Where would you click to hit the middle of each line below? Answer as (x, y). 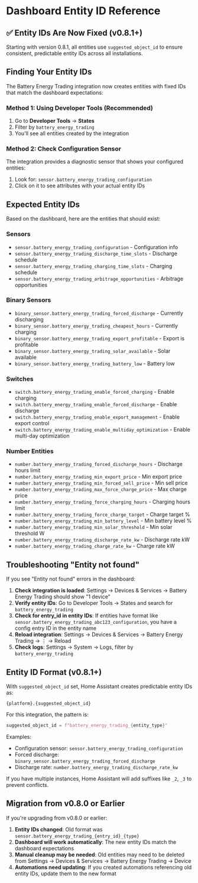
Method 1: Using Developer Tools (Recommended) (80, 108)
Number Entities (30, 451)
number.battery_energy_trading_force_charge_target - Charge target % (102, 515)
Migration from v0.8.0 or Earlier (66, 804)
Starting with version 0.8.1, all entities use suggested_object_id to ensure (95, 47)
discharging (29, 319)
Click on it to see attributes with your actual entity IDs (80, 186)
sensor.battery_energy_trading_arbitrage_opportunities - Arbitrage (99, 278)
